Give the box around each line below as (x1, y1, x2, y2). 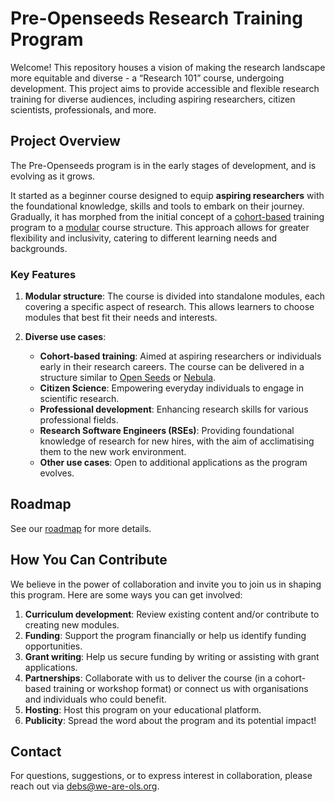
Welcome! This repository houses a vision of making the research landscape (10, 61, 326, 73)
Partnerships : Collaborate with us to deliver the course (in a (24, 672, 273, 684)
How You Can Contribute (10, 552, 168, 569)
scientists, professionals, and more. (10, 103, 157, 116)
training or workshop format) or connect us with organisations (53, 682, 309, 694)
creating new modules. (24, 618, 120, 631)
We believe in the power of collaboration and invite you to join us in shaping (10, 578, 322, 590)
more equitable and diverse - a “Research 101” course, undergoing (10, 72, 285, 84)
